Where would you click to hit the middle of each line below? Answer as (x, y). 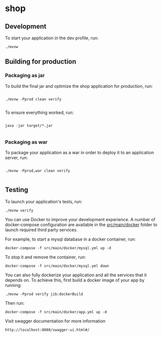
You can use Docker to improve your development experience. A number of (80, 219)
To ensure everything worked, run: (39, 112)
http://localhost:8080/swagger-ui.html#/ (47, 330)
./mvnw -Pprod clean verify (33, 99)
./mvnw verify (19, 210)
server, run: (16, 158)
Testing (17, 190)
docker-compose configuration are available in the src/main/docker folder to (81, 225)
